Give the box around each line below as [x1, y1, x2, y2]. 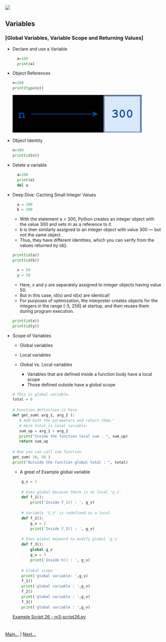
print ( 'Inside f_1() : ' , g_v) [30, 500, 95, 505]
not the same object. [19, 232, 62, 238]
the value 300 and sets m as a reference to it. [19, 221, 112, 227]
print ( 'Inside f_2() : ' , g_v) [30, 526, 95, 531]
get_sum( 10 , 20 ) [12, 455, 51, 460]
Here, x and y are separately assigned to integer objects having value [19, 282, 162, 287]
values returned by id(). [19, 242, 68, 248]
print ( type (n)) [12, 86, 44, 91]
